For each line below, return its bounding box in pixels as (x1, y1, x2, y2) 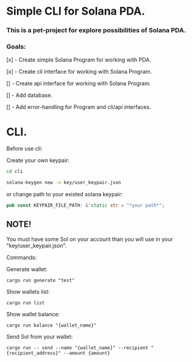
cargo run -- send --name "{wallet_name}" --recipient (6, 344, 149, 351)
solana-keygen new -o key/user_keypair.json (6, 180, 121, 186)
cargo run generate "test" (6, 277, 75, 283)
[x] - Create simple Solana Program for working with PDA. (6, 56, 151, 63)
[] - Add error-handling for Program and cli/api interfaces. (6, 104, 151, 111)
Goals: (6, 43, 26, 51)
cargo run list (6, 300, 45, 306)
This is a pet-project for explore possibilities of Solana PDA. (6, 26, 187, 35)
